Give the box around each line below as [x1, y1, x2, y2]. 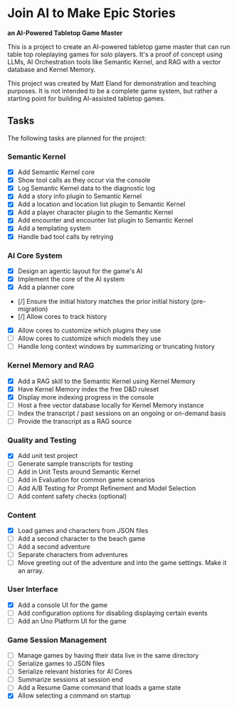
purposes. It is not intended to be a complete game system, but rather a [7, 86, 218, 95]
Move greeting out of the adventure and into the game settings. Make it [17, 559, 227, 567]
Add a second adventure [17, 542, 90, 551]
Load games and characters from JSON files [17, 526, 149, 534]
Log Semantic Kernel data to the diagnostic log [17, 184, 155, 193]
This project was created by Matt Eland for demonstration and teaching [7, 78, 216, 87]
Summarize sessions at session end [17, 676, 123, 684]
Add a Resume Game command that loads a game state [17, 683, 181, 692]
